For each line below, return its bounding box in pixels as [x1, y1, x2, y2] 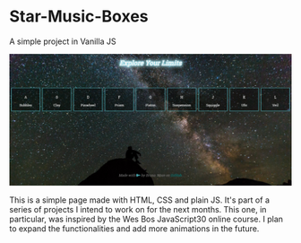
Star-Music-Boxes [9, 6, 149, 27]
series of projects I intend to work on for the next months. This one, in [9, 204, 267, 214]
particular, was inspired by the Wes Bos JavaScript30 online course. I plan [9, 213, 284, 224]
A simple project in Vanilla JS [9, 36, 116, 47]
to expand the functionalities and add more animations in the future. [9, 222, 260, 234]
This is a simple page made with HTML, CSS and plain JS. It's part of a [9, 195, 271, 205]
